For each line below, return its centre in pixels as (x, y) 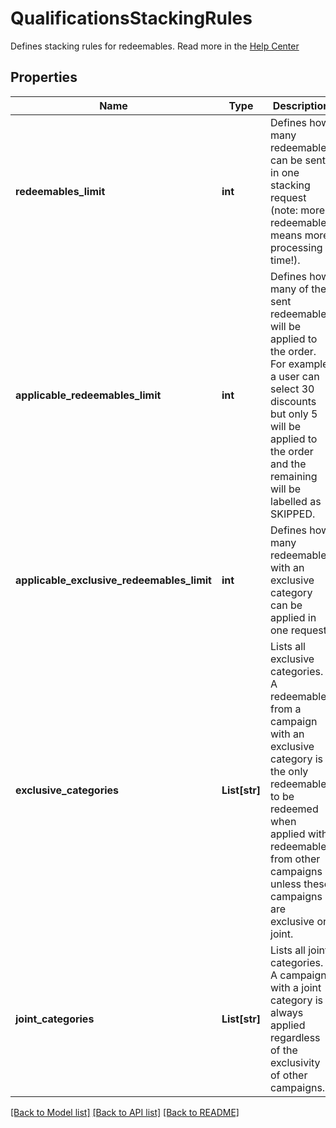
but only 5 (294, 414)
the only (289, 771)
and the (288, 464)
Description (301, 105)
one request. (300, 630)
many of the (298, 289)
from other (295, 859)
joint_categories (55, 1019)
